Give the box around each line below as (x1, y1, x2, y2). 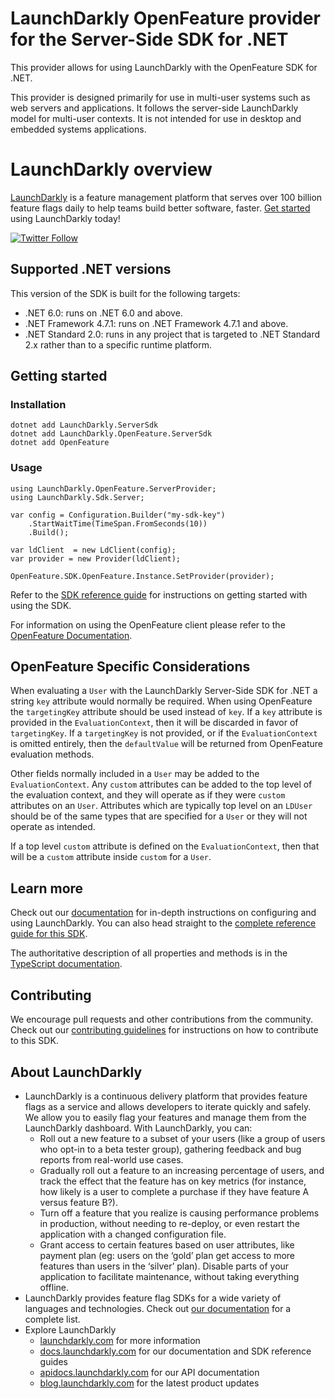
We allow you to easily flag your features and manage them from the (24, 1111, 307, 1123)
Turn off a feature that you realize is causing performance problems (39, 1207, 320, 1219)
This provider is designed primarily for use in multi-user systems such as (10, 91, 311, 103)
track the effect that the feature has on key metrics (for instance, (39, 1175, 307, 1187)
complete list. (24, 1313, 81, 1325)
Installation (10, 398, 67, 411)
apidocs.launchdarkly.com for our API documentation (39, 1366, 260, 1378)
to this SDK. (10, 1035, 59, 1047)
